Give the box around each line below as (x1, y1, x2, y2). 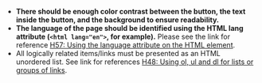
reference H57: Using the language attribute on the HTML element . (15, 40, 236, 50)
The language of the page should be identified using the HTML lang (15, 24, 244, 32)
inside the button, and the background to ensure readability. (15, 15, 219, 25)
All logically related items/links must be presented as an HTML (15, 49, 221, 58)
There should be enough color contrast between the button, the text (15, 7, 246, 16)
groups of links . (15, 66, 68, 74)
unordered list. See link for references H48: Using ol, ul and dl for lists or (15, 57, 254, 66)
